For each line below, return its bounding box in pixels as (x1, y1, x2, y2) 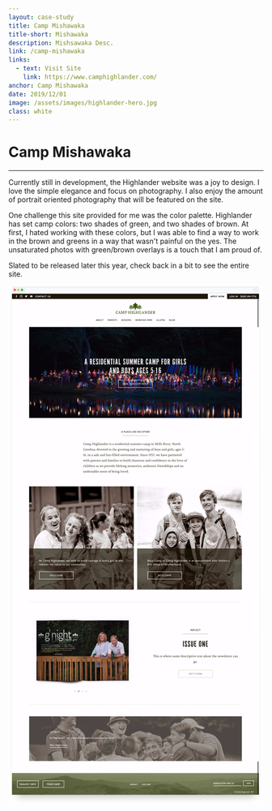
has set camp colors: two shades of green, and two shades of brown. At (8, 219, 249, 229)
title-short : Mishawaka (8, 30, 89, 38)
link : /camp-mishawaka (8, 47, 85, 56)
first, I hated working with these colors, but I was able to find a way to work (8, 228, 259, 238)
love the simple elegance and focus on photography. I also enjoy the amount (8, 187, 263, 196)
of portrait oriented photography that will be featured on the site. (8, 195, 224, 204)
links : (8, 56, 31, 64)
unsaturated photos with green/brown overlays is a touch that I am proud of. (8, 245, 262, 255)
